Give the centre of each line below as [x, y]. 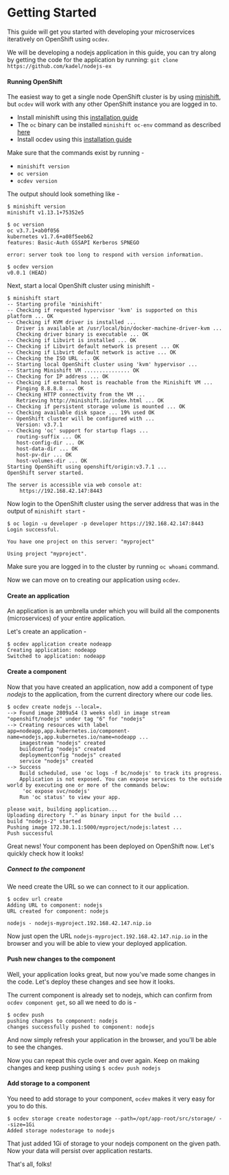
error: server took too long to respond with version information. [106, 255]
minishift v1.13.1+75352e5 [46, 213]
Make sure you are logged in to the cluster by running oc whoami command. [113, 567]
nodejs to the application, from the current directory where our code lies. [110, 694]
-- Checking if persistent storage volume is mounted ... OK [96, 407]
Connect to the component [46, 869]
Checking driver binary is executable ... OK [82, 335]
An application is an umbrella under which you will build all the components [113, 611]
